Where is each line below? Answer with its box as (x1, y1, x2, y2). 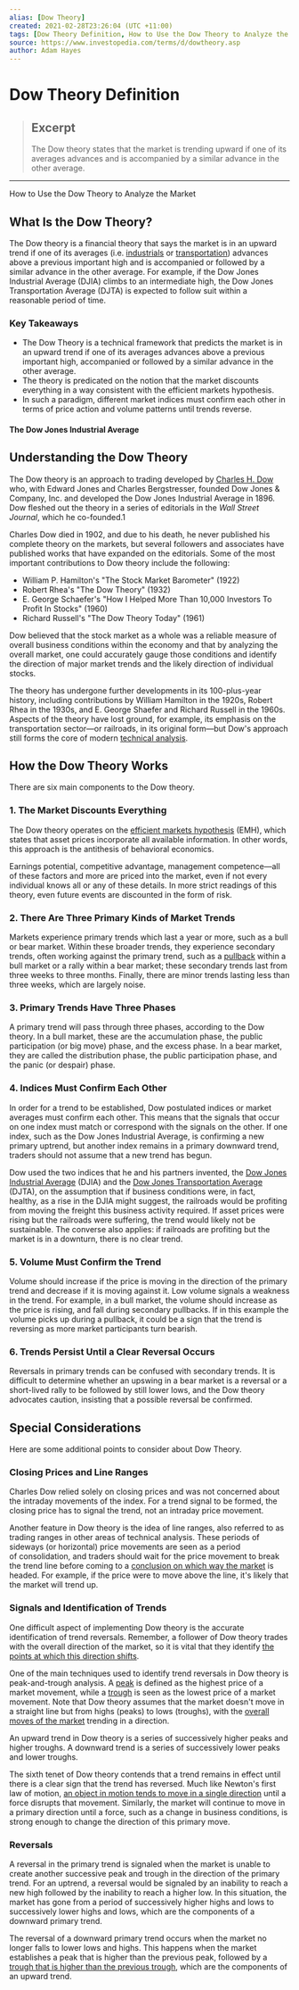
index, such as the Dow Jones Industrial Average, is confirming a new (9, 1131, 264, 1141)
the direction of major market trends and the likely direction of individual (9, 658, 274, 669)
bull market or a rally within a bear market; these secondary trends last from (9, 960, 287, 971)
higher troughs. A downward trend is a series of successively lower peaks (9, 1742, 280, 1753)
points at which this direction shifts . (9, 1650, 140, 1661)
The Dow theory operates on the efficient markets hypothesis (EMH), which (9, 825, 287, 835)
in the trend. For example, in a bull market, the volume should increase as (9, 1295, 278, 1306)
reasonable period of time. (9, 294, 107, 305)
